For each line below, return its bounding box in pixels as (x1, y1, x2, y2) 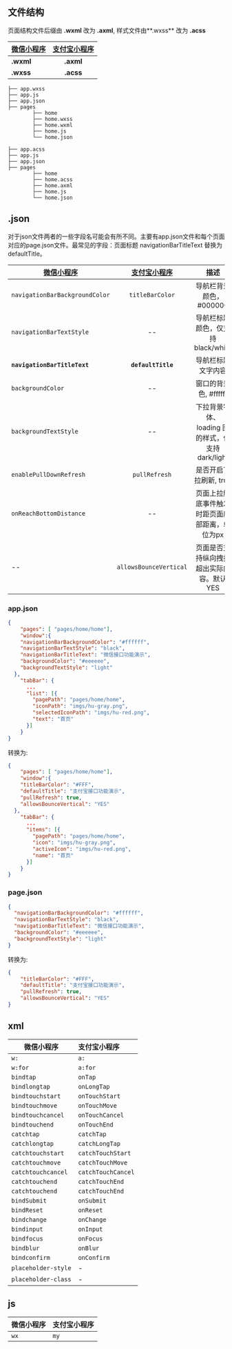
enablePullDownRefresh (11, 471, 85, 478)
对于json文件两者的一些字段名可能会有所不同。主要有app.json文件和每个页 (8, 232, 219, 240)
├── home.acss (32, 176, 73, 183)
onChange (78, 1216, 107, 1223)
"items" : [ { (25, 827, 61, 833)
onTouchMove (78, 1102, 118, 1109)
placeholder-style (11, 1264, 72, 1272)
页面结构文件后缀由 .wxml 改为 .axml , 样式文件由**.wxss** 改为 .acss (8, 26, 206, 35)
